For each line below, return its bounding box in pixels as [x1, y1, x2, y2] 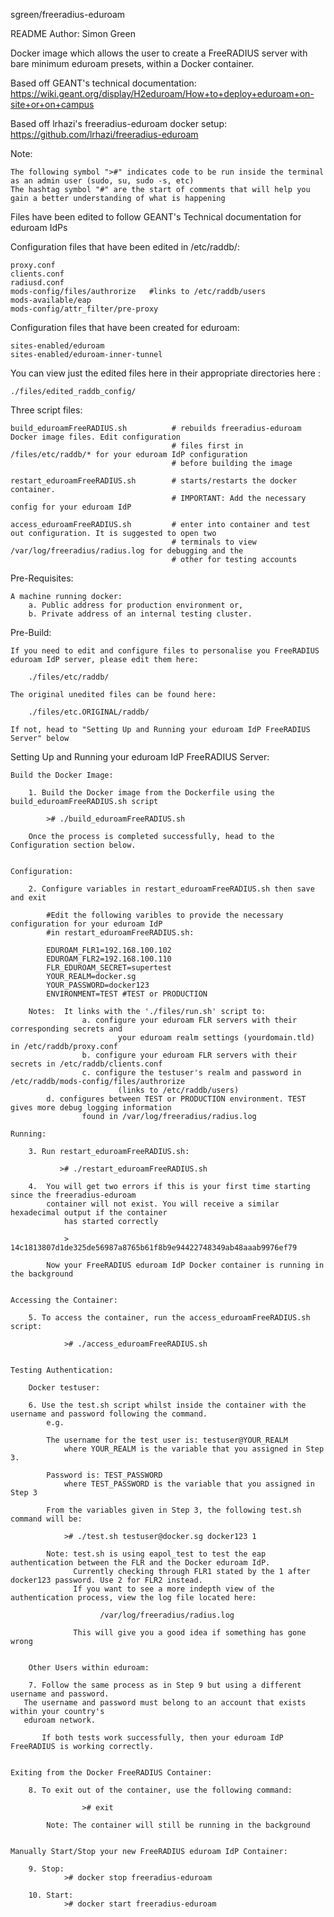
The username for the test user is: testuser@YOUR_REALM [46, 1435, 288, 1445]
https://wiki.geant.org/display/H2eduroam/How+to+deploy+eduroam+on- [10, 88, 315, 99]
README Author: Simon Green [10, 28, 136, 39]
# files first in [171, 441, 244, 451]
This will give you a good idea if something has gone [73, 1628, 307, 1638]
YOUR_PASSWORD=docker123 [46, 980, 150, 990]
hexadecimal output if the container [10, 1208, 168, 1218]
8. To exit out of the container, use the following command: [28, 1785, 293, 1795]
